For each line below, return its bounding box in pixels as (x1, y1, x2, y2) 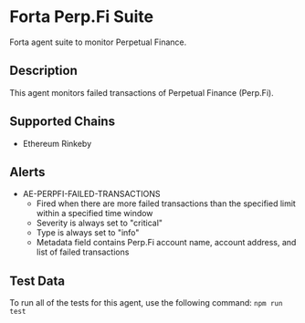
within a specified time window (36, 208, 153, 219)
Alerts (9, 164, 46, 180)
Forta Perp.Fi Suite (9, 6, 153, 27)
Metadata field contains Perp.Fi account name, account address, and (36, 237, 297, 248)
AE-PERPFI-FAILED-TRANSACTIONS (22, 189, 162, 200)
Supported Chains (9, 114, 116, 130)
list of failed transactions (36, 246, 130, 257)
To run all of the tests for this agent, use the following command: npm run (9, 297, 283, 308)
